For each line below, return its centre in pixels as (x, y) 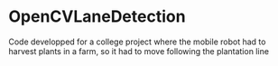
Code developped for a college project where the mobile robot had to (137, 42)
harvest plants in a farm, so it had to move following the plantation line (139, 51)
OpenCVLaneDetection (97, 17)
